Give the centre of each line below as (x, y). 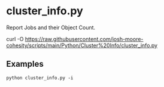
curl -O (15, 39)
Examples (25, 64)
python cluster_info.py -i (40, 78)
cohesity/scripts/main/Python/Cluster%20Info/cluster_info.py (82, 45)
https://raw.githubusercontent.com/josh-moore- (84, 39)
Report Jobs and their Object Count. (51, 27)
